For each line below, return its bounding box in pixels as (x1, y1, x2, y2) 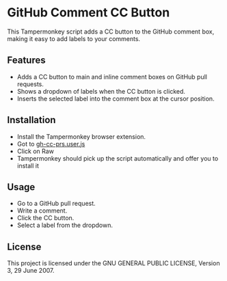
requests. (16, 80, 44, 88)
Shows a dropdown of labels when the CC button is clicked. (16, 87, 186, 95)
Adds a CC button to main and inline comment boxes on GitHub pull (16, 72, 207, 81)
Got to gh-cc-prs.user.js (16, 139, 85, 148)
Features (7, 55, 46, 66)
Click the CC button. (16, 214, 75, 222)
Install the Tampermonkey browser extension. (16, 132, 146, 141)
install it (16, 161, 40, 170)
